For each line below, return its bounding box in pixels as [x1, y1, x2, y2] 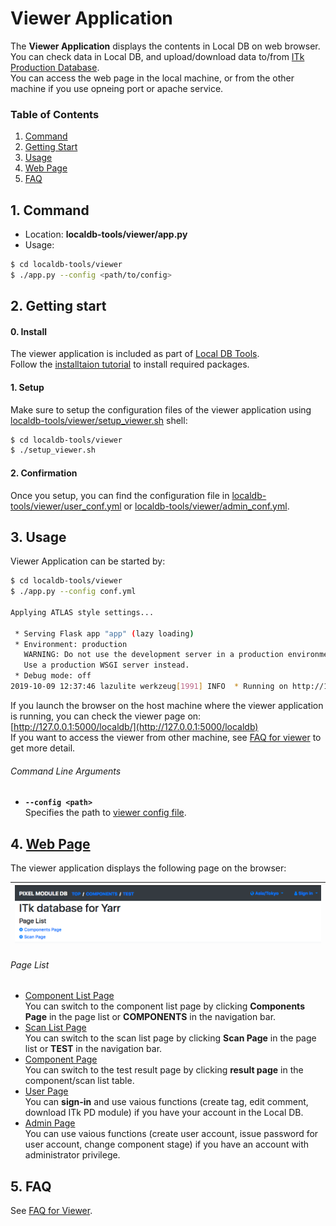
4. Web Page [10, 835, 91, 852]
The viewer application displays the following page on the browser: [10, 862, 287, 874]
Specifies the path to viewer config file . [24, 807, 187, 819]
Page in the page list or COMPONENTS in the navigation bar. [24, 1011, 277, 1023]
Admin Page [24, 1117, 76, 1129]
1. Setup [10, 381, 45, 393]
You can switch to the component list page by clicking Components [24, 1000, 305, 1012]
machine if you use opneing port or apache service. [10, 82, 224, 94]
